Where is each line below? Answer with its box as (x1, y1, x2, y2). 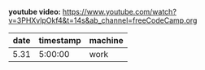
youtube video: (8, 7, 61, 16)
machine (89, 35, 124, 46)
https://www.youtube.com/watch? (62, 7, 177, 16)
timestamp (38, 35, 81, 46)
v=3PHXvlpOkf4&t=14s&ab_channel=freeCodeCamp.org (8, 15, 198, 25)
